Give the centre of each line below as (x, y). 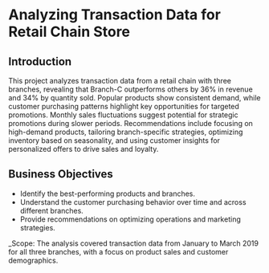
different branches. (52, 210)
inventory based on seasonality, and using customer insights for (114, 141)
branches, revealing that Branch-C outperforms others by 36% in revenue (130, 89)
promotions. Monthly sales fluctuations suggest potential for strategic (123, 115)
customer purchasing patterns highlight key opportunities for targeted (124, 106)
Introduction (40, 61)
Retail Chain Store (69, 32)
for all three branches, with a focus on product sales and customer (118, 251)
